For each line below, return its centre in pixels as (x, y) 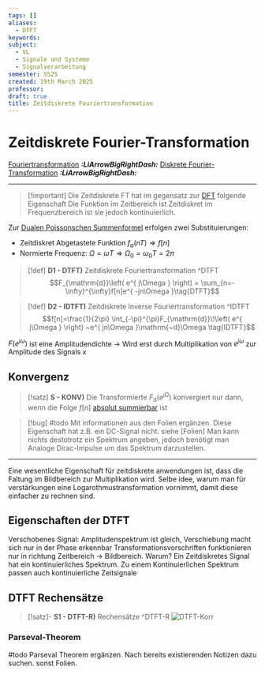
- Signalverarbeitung (51, 67)
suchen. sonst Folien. (43, 663)
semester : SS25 (33, 74)
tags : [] (22, 15)
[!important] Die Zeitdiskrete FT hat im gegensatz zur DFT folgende (137, 196)
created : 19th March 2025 (50, 81)
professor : (26, 89)
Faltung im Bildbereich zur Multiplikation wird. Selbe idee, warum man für (127, 479)
